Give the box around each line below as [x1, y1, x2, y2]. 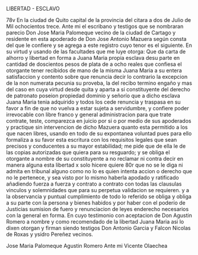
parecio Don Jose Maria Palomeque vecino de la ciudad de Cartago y [6, 29, 176, 36]
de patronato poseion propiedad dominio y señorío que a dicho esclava [6, 92, 181, 99]
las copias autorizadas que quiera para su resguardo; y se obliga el [6, 149, 170, 156]
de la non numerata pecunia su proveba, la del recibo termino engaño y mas [6, 79, 193, 87]
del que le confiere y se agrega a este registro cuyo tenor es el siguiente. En [6, 42, 193, 49]
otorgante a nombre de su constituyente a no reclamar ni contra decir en [6, 155, 184, 162]
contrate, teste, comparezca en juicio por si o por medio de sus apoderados [6, 117, 191, 124]
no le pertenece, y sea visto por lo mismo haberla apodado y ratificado [6, 174, 179, 181]
